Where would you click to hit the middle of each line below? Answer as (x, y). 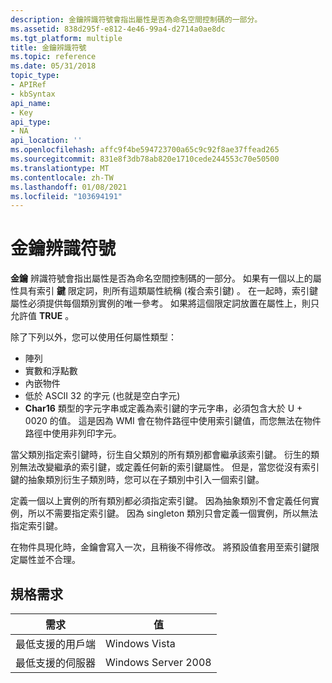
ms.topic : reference (53, 57)
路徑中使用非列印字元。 (73, 433)
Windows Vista (140, 643)
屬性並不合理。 (49, 560)
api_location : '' (46, 141)
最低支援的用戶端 (56, 644)
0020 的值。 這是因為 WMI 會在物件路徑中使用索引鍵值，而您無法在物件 (173, 421)
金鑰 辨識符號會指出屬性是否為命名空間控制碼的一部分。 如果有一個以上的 (161, 278)
